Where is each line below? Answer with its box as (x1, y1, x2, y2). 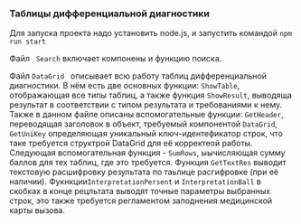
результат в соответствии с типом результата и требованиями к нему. (9, 99, 283, 110)
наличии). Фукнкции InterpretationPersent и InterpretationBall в (9, 176, 262, 187)
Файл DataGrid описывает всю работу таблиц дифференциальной (9, 70, 268, 81)
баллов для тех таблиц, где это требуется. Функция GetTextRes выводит (9, 157, 287, 168)
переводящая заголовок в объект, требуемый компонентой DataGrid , (9, 118, 278, 129)
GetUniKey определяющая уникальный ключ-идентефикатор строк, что (9, 128, 283, 139)
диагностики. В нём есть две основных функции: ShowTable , (9, 80, 240, 91)
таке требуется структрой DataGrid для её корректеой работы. (9, 138, 253, 149)
